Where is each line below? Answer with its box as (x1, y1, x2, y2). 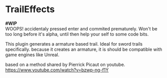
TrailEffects (5, 4, 55, 15)
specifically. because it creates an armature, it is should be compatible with (5, 46, 162, 52)
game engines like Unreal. (5, 52, 60, 58)
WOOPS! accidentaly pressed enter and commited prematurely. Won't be (5, 25, 158, 31)
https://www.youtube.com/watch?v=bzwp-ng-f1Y (5, 67, 109, 73)
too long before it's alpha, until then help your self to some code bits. (5, 31, 149, 37)
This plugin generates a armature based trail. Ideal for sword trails (5, 41, 143, 47)
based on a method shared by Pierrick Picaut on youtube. (5, 61, 126, 67)
